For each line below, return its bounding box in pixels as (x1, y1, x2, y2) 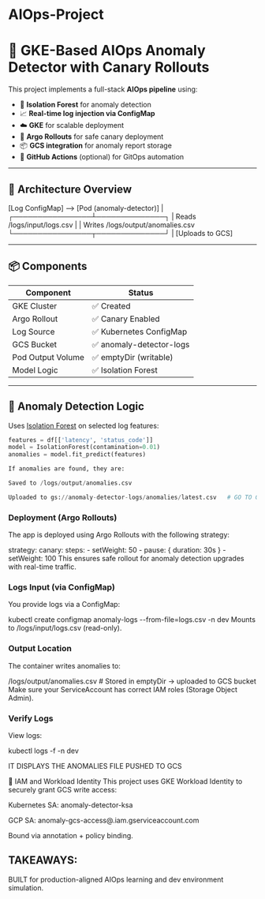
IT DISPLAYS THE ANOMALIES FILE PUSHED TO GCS (8, 762, 182, 770)
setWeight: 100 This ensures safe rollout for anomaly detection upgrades (8, 554, 244, 564)
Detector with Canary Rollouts (8, 58, 210, 77)
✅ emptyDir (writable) (91, 351, 174, 362)
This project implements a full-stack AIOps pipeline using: (8, 84, 198, 94)
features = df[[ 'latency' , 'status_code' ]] (8, 436, 154, 444)
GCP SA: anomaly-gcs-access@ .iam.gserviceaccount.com (8, 815, 200, 825)
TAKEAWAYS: (8, 854, 78, 867)
